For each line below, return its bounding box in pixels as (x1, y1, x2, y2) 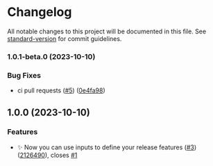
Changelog (7, 4, 72, 20)
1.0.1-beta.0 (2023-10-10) (7, 51, 96, 61)
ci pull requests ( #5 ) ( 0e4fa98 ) (17, 86, 105, 94)
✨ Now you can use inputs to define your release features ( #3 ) (17, 143, 197, 151)
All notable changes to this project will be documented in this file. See (7, 27, 207, 35)
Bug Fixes (7, 70, 42, 80)
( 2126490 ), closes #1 (17, 151, 78, 159)
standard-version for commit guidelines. (7, 34, 122, 42)
